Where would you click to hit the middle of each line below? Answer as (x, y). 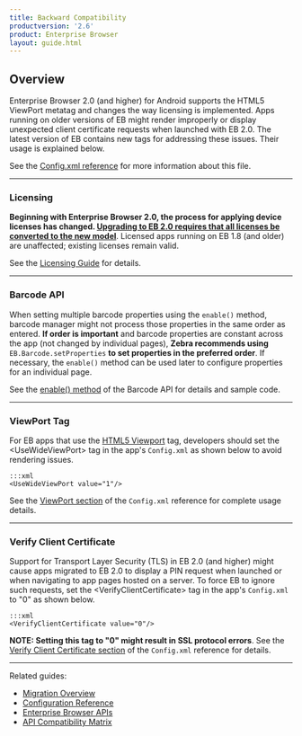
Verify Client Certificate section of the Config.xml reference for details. (140, 650)
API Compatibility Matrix (67, 722)
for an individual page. (51, 372)
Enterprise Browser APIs (67, 713)
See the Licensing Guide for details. (75, 263)
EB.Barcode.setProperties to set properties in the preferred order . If (137, 352)
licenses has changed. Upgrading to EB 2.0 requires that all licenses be (145, 226)
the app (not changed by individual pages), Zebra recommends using (139, 343)
